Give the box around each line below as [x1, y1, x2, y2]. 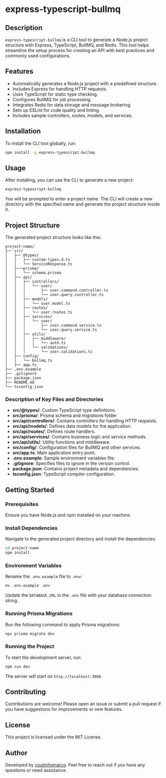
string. [5, 598, 18, 604]
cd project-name [5, 546, 39, 551]
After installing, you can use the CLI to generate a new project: [5, 177, 134, 183]
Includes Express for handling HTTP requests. [12, 86, 107, 92]
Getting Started [5, 485, 54, 494]
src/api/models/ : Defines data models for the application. [12, 423, 131, 429]
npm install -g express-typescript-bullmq [5, 150, 95, 155]
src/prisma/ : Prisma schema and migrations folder [12, 412, 117, 419]
